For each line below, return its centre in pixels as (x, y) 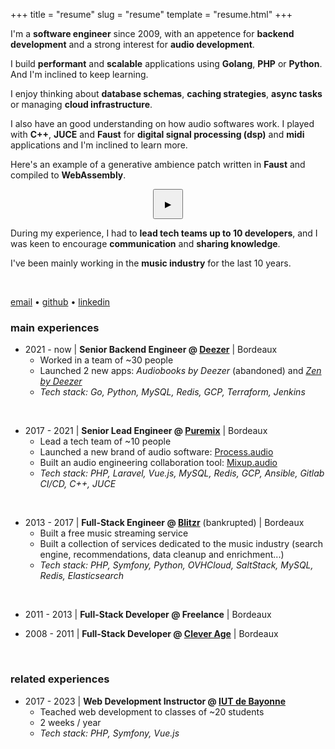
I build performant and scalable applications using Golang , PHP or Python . (166, 63)
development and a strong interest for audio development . (132, 44)
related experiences (60, 679)
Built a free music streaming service (114, 533)
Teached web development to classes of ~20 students (152, 711)
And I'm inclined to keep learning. (79, 74)
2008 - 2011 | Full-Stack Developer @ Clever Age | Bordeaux (151, 634)
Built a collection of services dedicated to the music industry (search (181, 544)
